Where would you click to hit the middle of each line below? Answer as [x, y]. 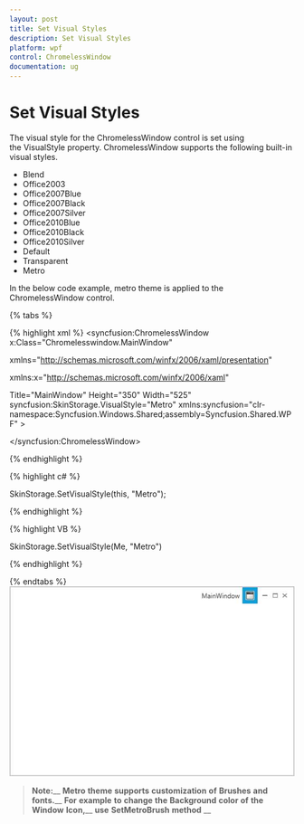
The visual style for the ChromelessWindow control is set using [127, 137]
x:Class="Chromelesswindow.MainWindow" [91, 342]
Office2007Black [54, 203]
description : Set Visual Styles [70, 38]
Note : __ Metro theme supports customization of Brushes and [150, 791]
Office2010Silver [53, 242]
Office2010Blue [51, 223]
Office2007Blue [52, 194]
